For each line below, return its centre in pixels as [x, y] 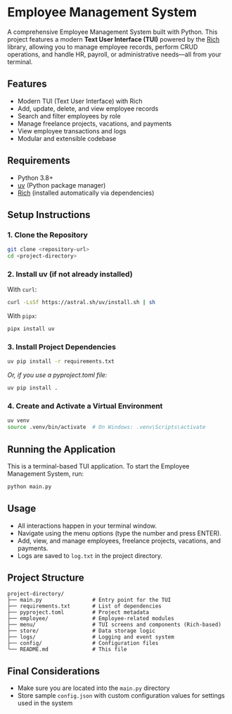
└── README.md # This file [67, 650]
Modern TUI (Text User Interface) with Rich [80, 101]
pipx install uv [31, 329]
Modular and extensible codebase [67, 138]
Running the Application [62, 449]
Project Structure [46, 578]
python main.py [30, 486]
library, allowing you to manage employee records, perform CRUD [103, 47]
